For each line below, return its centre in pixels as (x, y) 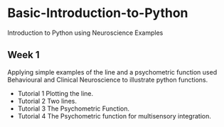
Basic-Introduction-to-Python (98, 13)
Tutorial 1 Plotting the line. (55, 93)
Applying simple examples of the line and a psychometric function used (112, 72)
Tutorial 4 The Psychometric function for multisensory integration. (114, 116)
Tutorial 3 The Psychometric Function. (74, 109)
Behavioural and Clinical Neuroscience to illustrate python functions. (108, 79)
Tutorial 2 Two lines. (47, 101)
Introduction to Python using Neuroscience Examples (85, 33)
